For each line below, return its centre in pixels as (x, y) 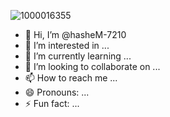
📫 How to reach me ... (71, 78)
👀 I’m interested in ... (67, 45)
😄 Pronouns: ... (57, 92)
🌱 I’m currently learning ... (78, 56)
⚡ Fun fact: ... (52, 103)
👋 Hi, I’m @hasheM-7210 (75, 34)
